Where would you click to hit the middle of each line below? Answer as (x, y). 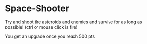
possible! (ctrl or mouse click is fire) (41, 27)
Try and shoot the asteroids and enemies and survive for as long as (73, 22)
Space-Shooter (37, 8)
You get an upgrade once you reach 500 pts (50, 36)
